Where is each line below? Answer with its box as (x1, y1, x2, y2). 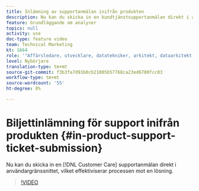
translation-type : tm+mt (6, 63, 68, 70)
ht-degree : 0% (6, 86, 41, 92)
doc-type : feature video (6, 36, 68, 42)
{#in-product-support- (60, 129, 176, 143)
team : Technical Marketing (6, 42, 73, 48)
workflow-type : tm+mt (6, 75, 60, 80)
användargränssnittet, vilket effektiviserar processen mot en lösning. (6, 167, 174, 174)
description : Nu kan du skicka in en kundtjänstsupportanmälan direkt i (6, 14, 190, 20)
